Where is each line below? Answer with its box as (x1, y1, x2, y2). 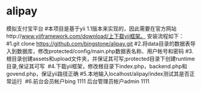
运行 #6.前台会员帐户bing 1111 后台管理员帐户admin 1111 (11, 77, 150, 85)
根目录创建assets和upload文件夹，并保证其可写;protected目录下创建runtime (6, 55, 195, 62)
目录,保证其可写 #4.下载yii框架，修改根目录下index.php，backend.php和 (6, 62, 188, 70)
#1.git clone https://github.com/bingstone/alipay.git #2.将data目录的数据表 (6, 40, 191, 47)
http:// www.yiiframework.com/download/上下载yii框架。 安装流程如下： (6, 32, 185, 40)
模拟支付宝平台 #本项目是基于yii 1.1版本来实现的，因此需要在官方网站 (6, 25, 177, 32)
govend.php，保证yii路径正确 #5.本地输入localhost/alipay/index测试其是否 (6, 70, 190, 77)
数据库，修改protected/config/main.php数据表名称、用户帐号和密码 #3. (16, 47, 194, 55)
